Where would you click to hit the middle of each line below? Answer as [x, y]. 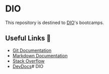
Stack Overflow [29, 61]
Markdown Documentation [40, 55]
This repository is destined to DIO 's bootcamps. [55, 22]
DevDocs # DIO [28, 66]
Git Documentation [32, 50]
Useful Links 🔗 [28, 38]
